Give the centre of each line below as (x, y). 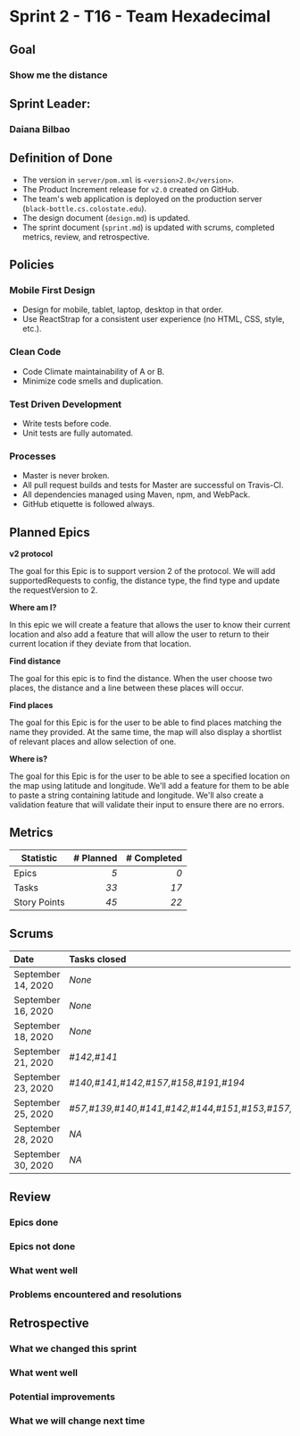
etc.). (32, 329)
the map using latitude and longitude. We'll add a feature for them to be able (150, 786)
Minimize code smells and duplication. (92, 381)
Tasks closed (97, 959)
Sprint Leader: (50, 103)
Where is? (29, 759)
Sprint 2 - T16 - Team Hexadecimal (140, 17)
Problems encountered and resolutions (96, 1294)
